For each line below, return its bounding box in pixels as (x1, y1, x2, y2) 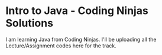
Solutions (5, 16, 54, 30)
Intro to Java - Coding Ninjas (5, 4, 148, 18)
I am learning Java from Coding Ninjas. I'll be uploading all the (5, 36, 157, 43)
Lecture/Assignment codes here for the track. (5, 42, 116, 49)
